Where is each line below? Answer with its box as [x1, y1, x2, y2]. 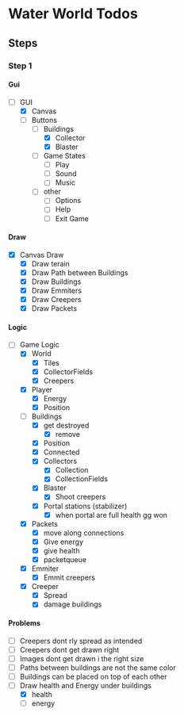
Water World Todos [8, 5, 139, 23]
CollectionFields [55, 474, 109, 484]
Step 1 [8, 60, 33, 71]
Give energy [43, 537, 83, 546]
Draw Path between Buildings [31, 267, 128, 278]
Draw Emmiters [31, 286, 82, 296]
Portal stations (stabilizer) [43, 501, 128, 511]
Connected [43, 447, 80, 457]
